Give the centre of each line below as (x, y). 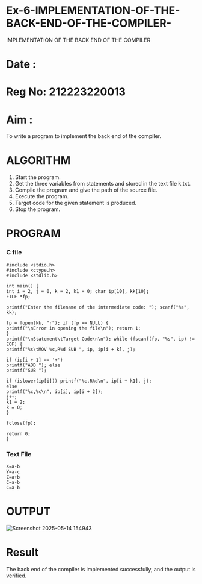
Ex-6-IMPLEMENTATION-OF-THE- (93, 11)
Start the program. (38, 177)
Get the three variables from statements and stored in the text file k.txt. (103, 184)
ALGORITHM (38, 161)
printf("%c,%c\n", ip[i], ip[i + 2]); (55, 391)
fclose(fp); (21, 423)
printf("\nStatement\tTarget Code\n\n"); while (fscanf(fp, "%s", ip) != (101, 339)
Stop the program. (38, 209)
